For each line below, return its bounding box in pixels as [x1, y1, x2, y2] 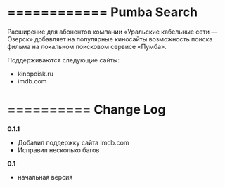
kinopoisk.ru [17, 69, 54, 78]
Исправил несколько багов [17, 145, 100, 154]
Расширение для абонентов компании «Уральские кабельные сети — [7, 27, 218, 36]
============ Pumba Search [7, 4, 198, 20]
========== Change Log [7, 102, 167, 118]
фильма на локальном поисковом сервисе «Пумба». [7, 42, 167, 51]
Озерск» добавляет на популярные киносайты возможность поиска [7, 34, 213, 43]
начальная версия [17, 173, 73, 181]
